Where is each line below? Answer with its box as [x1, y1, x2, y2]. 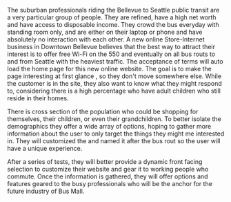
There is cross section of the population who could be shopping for [7, 107, 199, 116]
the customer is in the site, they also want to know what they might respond [7, 80, 222, 87]
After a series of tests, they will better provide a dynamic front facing [7, 158, 203, 165]
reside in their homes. [7, 94, 69, 102]
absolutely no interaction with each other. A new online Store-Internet [7, 35, 205, 44]
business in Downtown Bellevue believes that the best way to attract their [7, 43, 216, 50]
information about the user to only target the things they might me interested [7, 129, 225, 138]
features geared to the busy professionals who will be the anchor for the [7, 180, 212, 187]
